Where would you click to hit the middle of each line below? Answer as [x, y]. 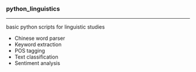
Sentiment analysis [37, 63]
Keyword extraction [38, 44]
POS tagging [30, 51]
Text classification [36, 57]
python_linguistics [33, 9]
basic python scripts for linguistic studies [55, 27]
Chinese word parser [40, 38]
